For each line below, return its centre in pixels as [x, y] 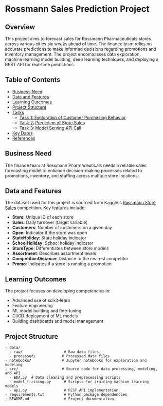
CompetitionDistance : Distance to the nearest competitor [70, 259]
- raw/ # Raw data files [54, 352]
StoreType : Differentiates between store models [60, 248]
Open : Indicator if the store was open [50, 233]
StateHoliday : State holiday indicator [49, 238]
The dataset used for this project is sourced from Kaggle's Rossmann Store [81, 203]
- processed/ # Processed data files [60, 356]
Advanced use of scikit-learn [41, 300]
